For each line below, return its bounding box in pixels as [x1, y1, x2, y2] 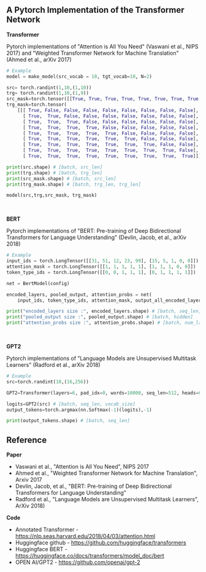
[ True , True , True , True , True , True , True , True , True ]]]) [22, 153, 204, 159]
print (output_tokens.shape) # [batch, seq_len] [6, 418, 131, 424]
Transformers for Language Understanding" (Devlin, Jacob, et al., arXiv [6, 233, 187, 241]
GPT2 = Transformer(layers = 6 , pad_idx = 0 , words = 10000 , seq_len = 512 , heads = [6, 390, 199, 396]
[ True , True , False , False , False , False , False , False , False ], [22, 113, 199, 119]
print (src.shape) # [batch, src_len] [6, 164, 103, 170]
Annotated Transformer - [15, 526, 78, 533]
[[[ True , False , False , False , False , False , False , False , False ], [17, 108, 199, 114]
